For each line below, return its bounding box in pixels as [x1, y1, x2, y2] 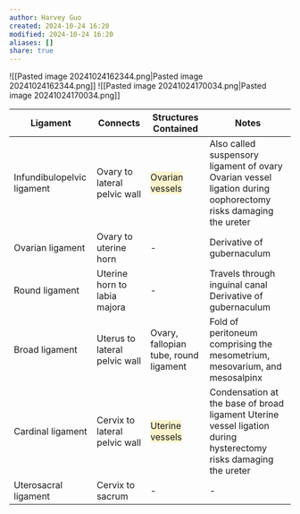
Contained [153, 123, 199, 135]
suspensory [209, 149, 259, 161]
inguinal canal [209, 278, 268, 291]
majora [96, 301, 127, 313]
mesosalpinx [209, 372, 263, 384]
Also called [209, 138, 256, 150]
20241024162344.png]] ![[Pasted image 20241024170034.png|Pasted [9, 81, 267, 91]
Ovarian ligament [13, 242, 86, 254]
